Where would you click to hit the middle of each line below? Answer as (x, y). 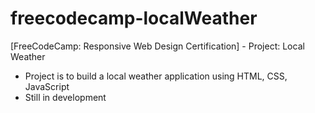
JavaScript (47, 86)
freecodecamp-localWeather (134, 18)
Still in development (65, 97)
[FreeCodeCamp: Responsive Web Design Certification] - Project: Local (157, 46)
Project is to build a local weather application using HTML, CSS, (156, 76)
